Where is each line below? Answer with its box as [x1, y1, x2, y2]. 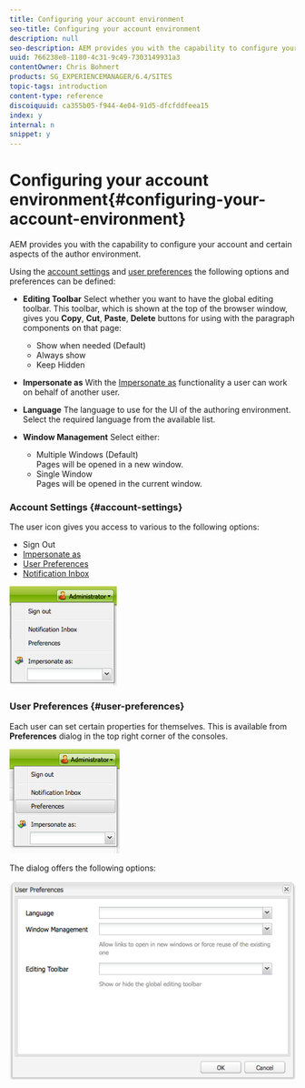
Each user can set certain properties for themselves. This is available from [9, 720, 288, 731]
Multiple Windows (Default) [35, 449, 139, 460]
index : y [9, 110, 43, 120]
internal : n [9, 120, 54, 129]
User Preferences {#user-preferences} [9, 700, 185, 713]
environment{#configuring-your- [9, 189, 266, 210]
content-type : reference [9, 91, 103, 100]
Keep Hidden [35, 359, 85, 370]
